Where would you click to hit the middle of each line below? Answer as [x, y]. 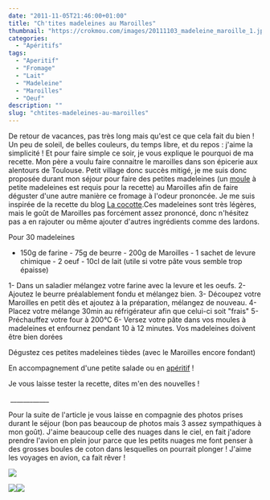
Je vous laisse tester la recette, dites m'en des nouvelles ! [104, 384]
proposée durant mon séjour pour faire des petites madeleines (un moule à [133, 179]
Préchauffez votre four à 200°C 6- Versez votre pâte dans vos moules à [127, 320]
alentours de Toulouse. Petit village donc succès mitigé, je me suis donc [128, 170]
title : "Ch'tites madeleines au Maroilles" [82, 23]
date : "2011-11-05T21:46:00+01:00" [68, 16]
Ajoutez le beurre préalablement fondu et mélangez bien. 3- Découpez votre [135, 294]
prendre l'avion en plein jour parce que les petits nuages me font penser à [131, 440]
